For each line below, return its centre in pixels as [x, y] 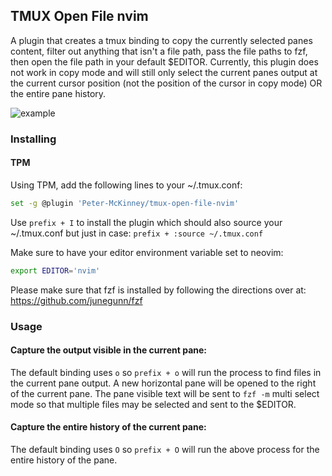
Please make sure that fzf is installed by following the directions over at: [158, 290]
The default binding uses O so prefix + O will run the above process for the [165, 450]
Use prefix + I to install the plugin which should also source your [146, 222]
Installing [33, 139]
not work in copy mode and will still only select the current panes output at [164, 72]
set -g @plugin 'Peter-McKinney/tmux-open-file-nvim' [125, 203]
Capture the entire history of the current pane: [108, 427]
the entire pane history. [58, 93]
